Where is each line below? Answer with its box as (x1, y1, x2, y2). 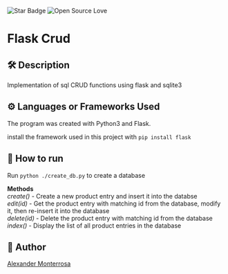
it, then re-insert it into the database (7, 206, 110, 214)
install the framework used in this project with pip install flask (7, 132, 191, 141)
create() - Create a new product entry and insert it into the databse (7, 192, 198, 200)
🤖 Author (7, 241, 46, 253)
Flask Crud (7, 31, 71, 46)
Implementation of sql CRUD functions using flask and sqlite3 (7, 81, 182, 89)
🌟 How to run (7, 153, 64, 165)
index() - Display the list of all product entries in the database (7, 221, 182, 230)
